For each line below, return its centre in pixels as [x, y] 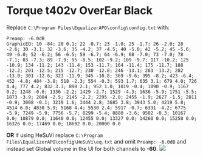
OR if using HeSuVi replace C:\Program [55, 135]
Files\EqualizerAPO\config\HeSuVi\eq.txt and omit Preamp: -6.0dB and [96, 141]
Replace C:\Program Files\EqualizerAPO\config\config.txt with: [88, 27]
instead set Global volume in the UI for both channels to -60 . [82, 148]
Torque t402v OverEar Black [80, 11]
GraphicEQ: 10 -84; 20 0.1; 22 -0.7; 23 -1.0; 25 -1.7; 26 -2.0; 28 [95, 44]
